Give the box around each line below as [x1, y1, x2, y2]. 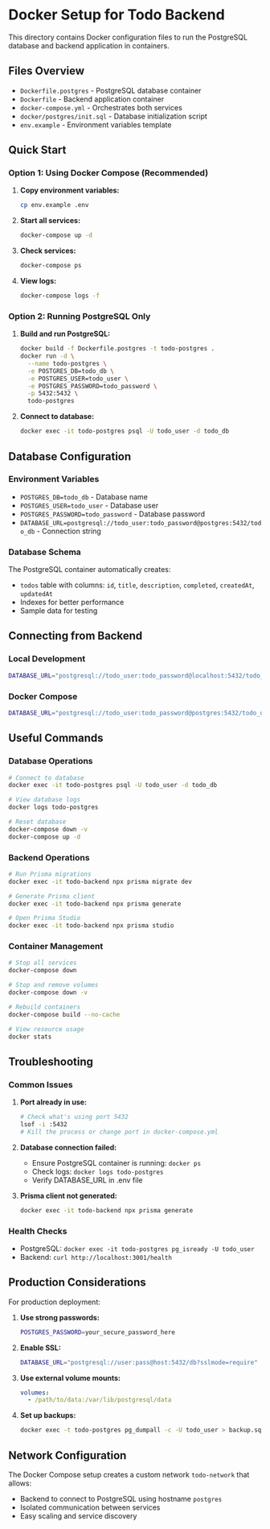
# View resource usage [8, 1025, 84, 1033]
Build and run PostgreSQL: [19, 329, 111, 339]
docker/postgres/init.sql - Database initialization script [19, 111, 207, 121]
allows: [8, 1478, 32, 1488]
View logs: [19, 276, 57, 286]
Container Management [8, 941, 104, 952]
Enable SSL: [19, 1343, 62, 1353]
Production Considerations [8, 1275, 146, 1290]
